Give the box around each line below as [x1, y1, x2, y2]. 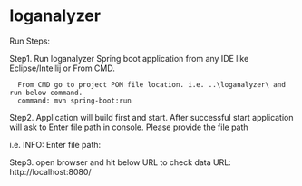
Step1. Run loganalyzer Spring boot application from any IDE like [9, 53, 249, 64]
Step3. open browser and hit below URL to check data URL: [9, 156, 231, 168]
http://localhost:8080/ [9, 166, 93, 177]
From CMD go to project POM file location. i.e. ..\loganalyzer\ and [17, 80, 286, 89]
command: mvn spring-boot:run [17, 96, 132, 105]
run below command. [9, 88, 83, 97]
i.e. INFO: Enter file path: [9, 139, 102, 150]
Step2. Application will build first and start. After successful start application [9, 112, 294, 122]
